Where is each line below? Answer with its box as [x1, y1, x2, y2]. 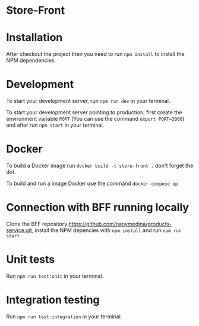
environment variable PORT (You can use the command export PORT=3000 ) [6, 115, 185, 123]
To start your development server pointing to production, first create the [6, 109, 182, 116]
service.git [6, 227, 33, 234]
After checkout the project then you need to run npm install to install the [6, 51, 185, 58]
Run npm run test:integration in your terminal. [6, 313, 122, 320]
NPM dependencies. [6, 57, 56, 64]
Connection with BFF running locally [6, 200, 189, 214]
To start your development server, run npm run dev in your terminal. [6, 98, 170, 105]
